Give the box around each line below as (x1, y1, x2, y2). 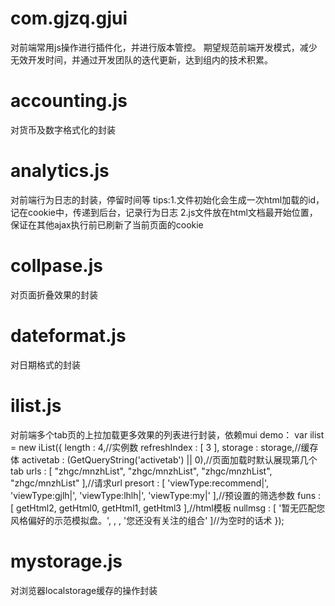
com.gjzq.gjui (10, 7, 128, 30)
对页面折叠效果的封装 (10, 288, 98, 301)
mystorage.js (10, 550, 123, 572)
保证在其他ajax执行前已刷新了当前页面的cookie (10, 218, 204, 231)
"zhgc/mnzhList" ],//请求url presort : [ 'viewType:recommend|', (10, 477, 270, 489)
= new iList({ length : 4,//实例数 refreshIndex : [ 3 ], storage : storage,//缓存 (10, 441, 319, 453)
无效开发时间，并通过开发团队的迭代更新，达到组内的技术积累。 (10, 53, 273, 66)
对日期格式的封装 (10, 358, 81, 371)
